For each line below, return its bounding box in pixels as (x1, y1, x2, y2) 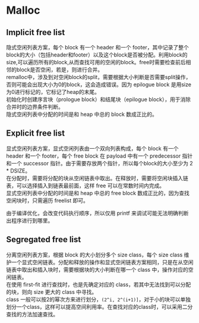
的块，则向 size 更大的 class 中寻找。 (6, 288, 97, 295)
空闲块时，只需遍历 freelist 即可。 (6, 197, 89, 204)
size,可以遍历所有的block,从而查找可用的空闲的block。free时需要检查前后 (6, 59, 186, 65)
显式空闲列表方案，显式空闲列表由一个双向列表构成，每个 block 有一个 (6, 145, 179, 152)
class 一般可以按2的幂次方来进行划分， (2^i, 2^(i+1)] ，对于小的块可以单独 (6, 296, 191, 303)
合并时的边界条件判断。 (6, 104, 64, 110)
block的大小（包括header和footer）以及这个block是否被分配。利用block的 (6, 51, 188, 58)
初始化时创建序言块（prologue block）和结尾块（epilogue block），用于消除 (6, 96, 191, 103)
